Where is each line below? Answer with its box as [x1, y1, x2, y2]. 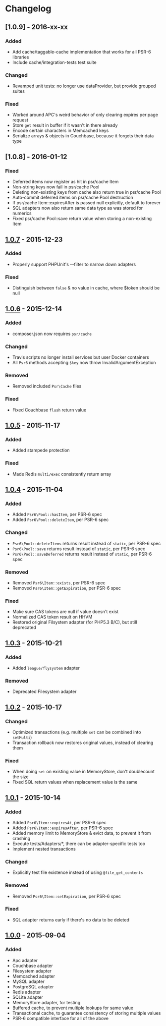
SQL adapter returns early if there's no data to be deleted [12, 916, 130, 922]
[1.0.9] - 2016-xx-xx [5, 23, 68, 31]
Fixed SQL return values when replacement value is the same [12, 779, 138, 785]
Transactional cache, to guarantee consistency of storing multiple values [12, 1010, 161, 1016]
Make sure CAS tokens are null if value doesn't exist [12, 609, 119, 615]
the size [12, 774, 29, 780]
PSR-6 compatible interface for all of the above [12, 1015, 109, 1021]
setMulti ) [12, 734, 32, 740]
